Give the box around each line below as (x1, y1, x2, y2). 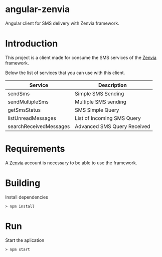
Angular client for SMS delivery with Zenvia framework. (5, 20, 119, 26)
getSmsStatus (8, 106, 41, 113)
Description (98, 82, 127, 89)
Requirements (5, 143, 65, 155)
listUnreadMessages (8, 114, 57, 121)
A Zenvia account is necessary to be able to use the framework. (5, 160, 137, 166)
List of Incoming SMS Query (75, 114, 141, 121)
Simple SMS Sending (75, 90, 124, 97)
